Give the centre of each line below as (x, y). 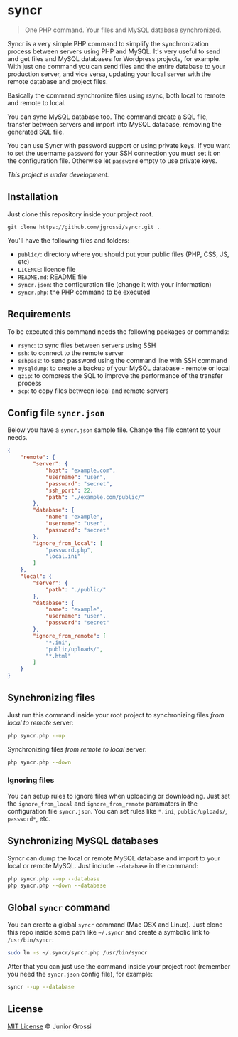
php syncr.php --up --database (54, 879)
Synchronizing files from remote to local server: (77, 749)
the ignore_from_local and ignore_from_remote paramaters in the (102, 804)
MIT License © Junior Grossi (49, 1026)
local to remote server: (40, 722)
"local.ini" (63, 557)
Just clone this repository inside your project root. (81, 214)
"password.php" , (69, 550)
